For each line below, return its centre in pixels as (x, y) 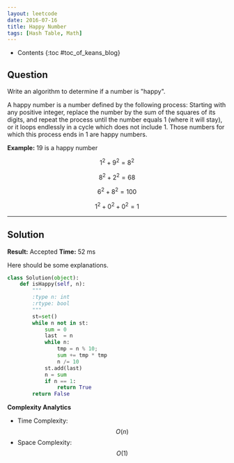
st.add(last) (63, 368)
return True (74, 388)
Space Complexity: (44, 443)
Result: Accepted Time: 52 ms (52, 252)
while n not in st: (61, 323)
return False (51, 394)
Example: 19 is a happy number (53, 148)
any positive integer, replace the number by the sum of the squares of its (111, 113)
